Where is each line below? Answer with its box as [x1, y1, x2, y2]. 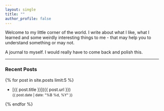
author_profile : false [5, 16, 51, 21]
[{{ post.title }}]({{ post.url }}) [12, 86, 71, 92]
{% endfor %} [5, 101, 33, 107]
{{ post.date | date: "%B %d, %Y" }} [12, 92, 73, 97]
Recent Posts [5, 66, 38, 73]
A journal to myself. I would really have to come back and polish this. [5, 49, 143, 55]
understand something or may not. [5, 40, 75, 46]
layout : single [5, 7, 36, 12]
